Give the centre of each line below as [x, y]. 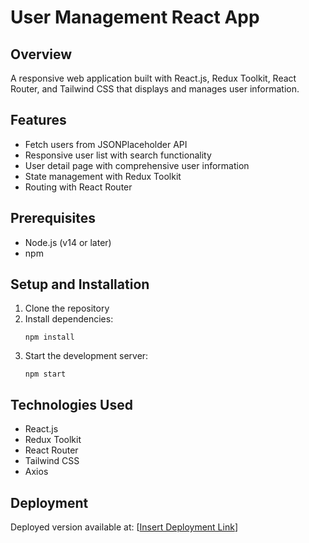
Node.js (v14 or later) [68, 242]
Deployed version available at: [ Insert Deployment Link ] [124, 527]
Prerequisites [53, 218]
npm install [49, 337]
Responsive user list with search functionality [118, 155]
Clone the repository [67, 308]
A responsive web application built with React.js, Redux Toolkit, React [153, 78]
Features [38, 120]
